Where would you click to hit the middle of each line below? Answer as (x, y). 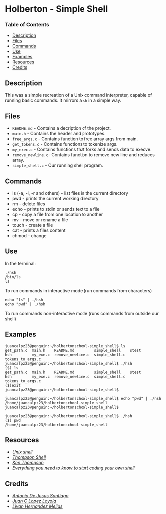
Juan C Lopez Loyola (34, 501)
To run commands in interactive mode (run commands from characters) (79, 290)
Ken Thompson (28, 463)
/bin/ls (13, 277)
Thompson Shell (29, 457)
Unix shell (22, 452)
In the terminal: (21, 263)
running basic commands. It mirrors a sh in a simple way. (63, 100)
